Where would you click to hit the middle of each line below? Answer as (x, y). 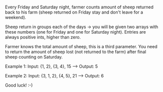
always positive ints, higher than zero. (43, 37)
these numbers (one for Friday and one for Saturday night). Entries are (75, 32)
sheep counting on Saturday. (34, 57)
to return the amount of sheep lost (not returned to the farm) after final (76, 52)
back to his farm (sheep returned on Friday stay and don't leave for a (74, 12)
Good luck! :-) (19, 85)
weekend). (16, 17)
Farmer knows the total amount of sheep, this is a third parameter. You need (81, 46)
